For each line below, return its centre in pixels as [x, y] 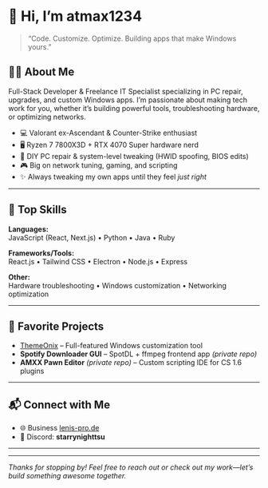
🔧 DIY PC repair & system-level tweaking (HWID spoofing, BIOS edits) [134, 156]
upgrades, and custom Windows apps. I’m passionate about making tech [128, 100]
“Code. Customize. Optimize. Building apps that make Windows [132, 38]
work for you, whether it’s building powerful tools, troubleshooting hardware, [134, 108]
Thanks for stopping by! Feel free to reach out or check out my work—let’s [131, 467]
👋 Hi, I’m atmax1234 [75, 16]
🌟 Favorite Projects [56, 326]
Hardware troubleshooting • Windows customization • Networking [118, 285]
